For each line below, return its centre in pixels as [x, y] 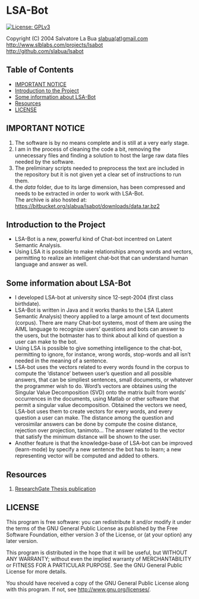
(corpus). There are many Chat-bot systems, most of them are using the [103, 323]
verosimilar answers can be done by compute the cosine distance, [96, 424]
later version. [22, 541]
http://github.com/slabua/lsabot [45, 51]
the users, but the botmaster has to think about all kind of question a [98, 336]
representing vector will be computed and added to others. [87, 456]
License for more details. [37, 571]
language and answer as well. [51, 264]
